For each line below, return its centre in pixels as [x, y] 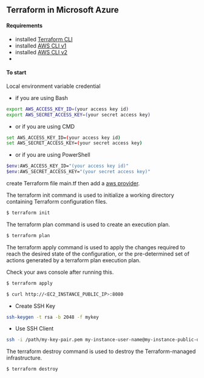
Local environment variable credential [53, 86]
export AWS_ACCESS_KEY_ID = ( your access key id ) [68, 109]
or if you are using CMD [45, 126]
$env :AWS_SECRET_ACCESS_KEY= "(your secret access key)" [78, 172]
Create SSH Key [35, 306]
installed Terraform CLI [44, 39]
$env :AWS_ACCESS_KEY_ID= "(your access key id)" [68, 166]
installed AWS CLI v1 [41, 46]
